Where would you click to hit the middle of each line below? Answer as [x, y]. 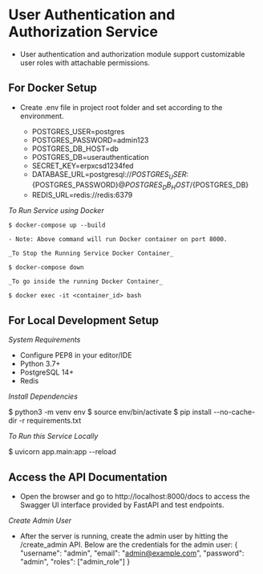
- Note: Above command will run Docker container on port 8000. [118, 240]
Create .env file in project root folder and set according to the [121, 107]
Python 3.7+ [40, 364]
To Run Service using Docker [56, 211]
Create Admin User [40, 520]
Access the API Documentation [88, 477]
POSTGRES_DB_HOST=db [75, 148]
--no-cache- [235, 412]
